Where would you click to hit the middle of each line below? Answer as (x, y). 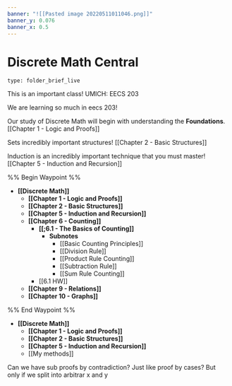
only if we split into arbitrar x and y (57, 375)
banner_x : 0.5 (28, 27)
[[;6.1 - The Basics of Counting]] (86, 229)
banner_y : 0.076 (31, 21)
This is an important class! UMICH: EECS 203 (73, 94)
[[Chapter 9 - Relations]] (65, 289)
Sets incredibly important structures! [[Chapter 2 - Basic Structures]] (107, 143)
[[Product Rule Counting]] (97, 259)
